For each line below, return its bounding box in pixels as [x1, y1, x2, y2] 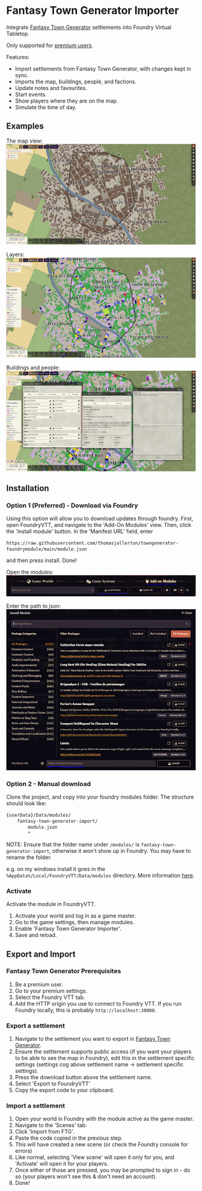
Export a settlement [6, 1021, 65, 1030]
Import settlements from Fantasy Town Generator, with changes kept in [14, 65, 191, 72]
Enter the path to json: [6, 602, 61, 610]
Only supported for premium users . [6, 42, 93, 49]
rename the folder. [6, 854, 52, 861]
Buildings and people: [6, 364, 60, 371]
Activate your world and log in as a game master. [14, 912, 136, 919]
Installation [6, 483, 49, 493]
